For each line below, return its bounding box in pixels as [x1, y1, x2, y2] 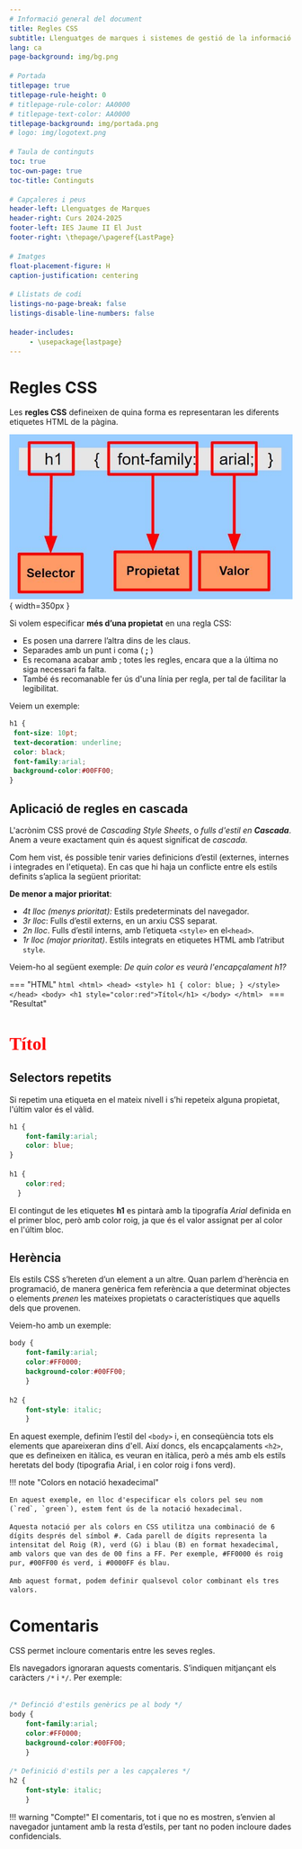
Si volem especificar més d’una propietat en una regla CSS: [9, 618, 232, 629]
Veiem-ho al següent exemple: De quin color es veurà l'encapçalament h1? [9, 961, 287, 972]
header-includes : [9, 328, 75, 337]
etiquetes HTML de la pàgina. [9, 417, 119, 428]
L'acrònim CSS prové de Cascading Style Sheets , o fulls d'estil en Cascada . [9, 825, 292, 836]
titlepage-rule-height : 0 [9, 90, 106, 99]
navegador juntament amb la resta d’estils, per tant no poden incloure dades [9, 1821, 292, 1832]
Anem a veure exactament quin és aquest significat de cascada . [9, 834, 248, 845]
